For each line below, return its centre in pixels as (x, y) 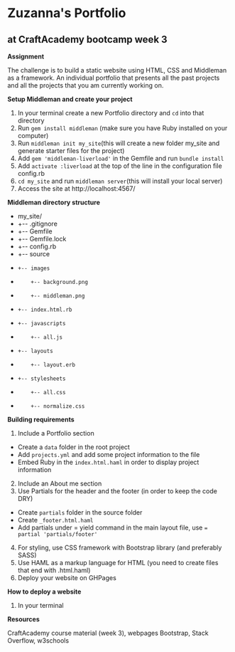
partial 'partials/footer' (58, 535)
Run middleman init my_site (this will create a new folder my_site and (119, 143)
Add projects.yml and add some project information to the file (109, 454)
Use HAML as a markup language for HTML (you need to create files (118, 563)
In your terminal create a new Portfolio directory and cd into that (111, 113)
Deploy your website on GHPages (67, 578)
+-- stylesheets (42, 379)
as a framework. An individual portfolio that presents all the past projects (114, 78)
